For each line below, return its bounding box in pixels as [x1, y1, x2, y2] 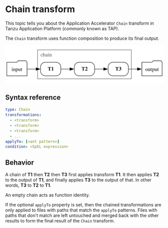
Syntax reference [5, 93, 61, 102]
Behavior [5, 158, 34, 167]
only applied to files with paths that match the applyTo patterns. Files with [5, 207, 157, 213]
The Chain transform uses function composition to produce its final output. [5, 35, 159, 41]
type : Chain [5, 107, 30, 112]
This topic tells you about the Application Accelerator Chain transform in [5, 20, 154, 26]
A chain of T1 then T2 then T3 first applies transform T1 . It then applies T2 [5, 172, 159, 178]
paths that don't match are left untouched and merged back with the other [5, 212, 159, 218]
